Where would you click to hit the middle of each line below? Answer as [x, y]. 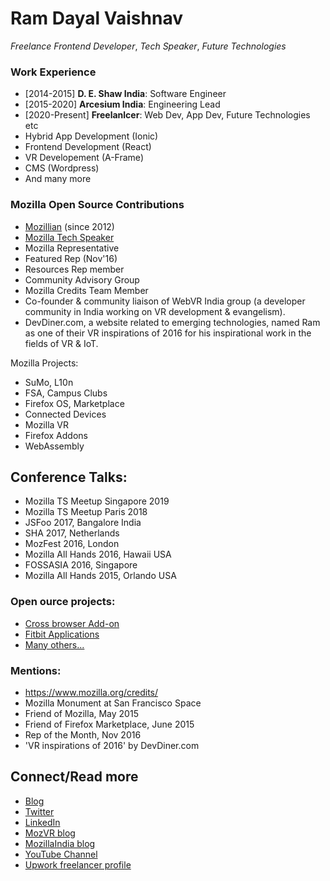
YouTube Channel [61, 854]
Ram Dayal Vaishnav [96, 18]
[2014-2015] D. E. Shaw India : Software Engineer [125, 94]
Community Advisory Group [82, 279]
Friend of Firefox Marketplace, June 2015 [109, 724]
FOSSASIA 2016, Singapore [81, 565]
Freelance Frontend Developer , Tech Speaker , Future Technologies [148, 46]
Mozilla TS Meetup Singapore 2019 [97, 501]
